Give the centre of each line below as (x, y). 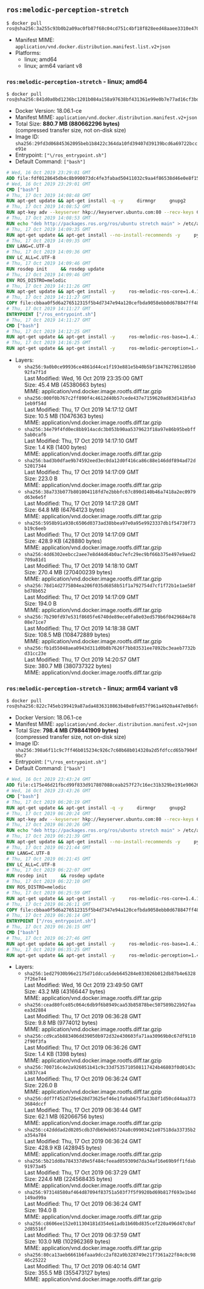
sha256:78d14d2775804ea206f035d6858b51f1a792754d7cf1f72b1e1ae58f (110, 586)
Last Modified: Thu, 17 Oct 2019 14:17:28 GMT (81, 504)
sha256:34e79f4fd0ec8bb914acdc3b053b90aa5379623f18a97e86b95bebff (110, 430)
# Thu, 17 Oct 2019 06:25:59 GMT (49, 893)
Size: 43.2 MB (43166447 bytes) (65, 991)
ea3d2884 (35, 1010)
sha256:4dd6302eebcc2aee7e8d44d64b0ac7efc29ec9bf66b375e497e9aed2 (110, 555)
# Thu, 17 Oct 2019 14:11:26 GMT (49, 286)
